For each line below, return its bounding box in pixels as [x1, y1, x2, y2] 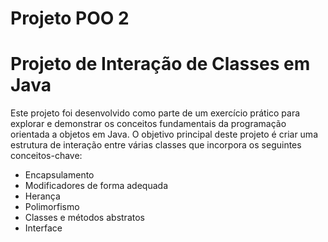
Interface [24, 222, 63, 234]
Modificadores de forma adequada [24, 180, 168, 192]
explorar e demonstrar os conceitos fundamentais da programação [10, 118, 287, 130]
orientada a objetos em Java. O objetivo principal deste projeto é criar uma [10, 128, 318, 141]
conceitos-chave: [10, 150, 83, 162]
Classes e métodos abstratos [24, 212, 145, 224]
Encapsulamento [24, 169, 95, 181]
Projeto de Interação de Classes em [10, 53, 311, 76]
